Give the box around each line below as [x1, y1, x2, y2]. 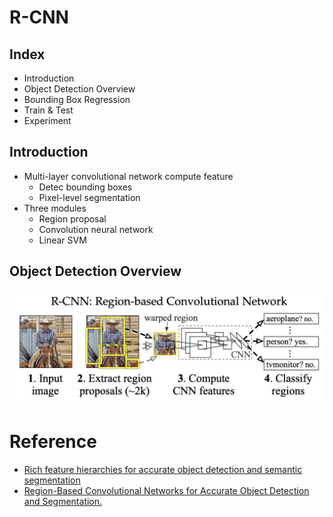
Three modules [23, 202, 87, 214]
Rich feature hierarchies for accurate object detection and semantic [23, 463, 303, 475]
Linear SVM [38, 234, 87, 246]
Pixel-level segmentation [38, 191, 141, 203]
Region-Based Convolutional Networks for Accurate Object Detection [23, 484, 310, 496]
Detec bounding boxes [38, 181, 133, 193]
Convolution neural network [38, 223, 154, 235]
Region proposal [38, 212, 107, 225]
